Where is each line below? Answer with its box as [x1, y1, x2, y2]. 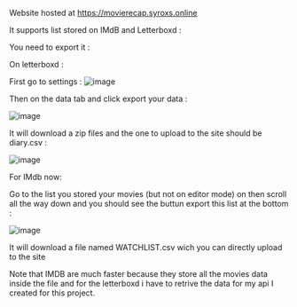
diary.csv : [9, 138, 47, 147]
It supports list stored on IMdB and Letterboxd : [9, 25, 182, 35]
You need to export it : [9, 42, 90, 52]
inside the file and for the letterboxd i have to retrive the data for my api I [9, 279, 274, 288]
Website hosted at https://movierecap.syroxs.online [9, 8, 198, 18]
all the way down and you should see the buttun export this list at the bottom [9, 199, 289, 209]
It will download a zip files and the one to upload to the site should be [9, 128, 262, 138]
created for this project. [9, 287, 96, 298]
